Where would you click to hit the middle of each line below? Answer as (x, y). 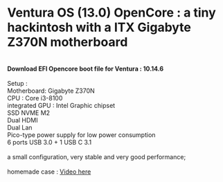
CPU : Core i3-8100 (35, 98)
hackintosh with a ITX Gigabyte (99, 27)
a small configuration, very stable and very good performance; (97, 156)
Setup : (17, 83)
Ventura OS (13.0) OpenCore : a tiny (111, 13)
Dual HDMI (23, 120)
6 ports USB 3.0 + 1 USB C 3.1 (50, 142)
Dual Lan (20, 127)
